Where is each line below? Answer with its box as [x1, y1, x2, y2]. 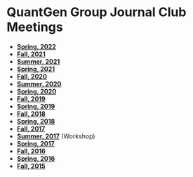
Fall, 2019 [16, 94, 46, 103]
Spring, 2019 [16, 102, 55, 110]
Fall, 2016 [16, 147, 46, 155]
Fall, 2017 [16, 124, 46, 133]
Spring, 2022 [16, 42, 57, 51]
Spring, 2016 [16, 154, 55, 162]
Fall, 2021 [16, 50, 46, 58]
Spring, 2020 [16, 87, 57, 96]
